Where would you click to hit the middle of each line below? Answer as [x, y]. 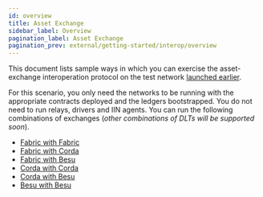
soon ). [19, 127]
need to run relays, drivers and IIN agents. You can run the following [121, 110]
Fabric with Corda [49, 151]
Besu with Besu [46, 185]
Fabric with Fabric [50, 142]
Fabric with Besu [48, 160]
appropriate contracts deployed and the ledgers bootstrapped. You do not [130, 101]
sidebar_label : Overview [50, 31]
